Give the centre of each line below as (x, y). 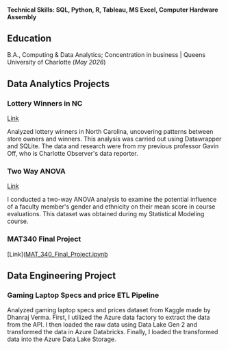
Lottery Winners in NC (45, 103)
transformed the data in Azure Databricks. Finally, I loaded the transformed (113, 332)
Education (29, 38)
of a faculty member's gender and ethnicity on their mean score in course (111, 207)
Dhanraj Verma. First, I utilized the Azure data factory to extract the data (109, 317)
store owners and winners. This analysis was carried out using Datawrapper (114, 139)
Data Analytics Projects (59, 83)
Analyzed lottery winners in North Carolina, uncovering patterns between (110, 132)
